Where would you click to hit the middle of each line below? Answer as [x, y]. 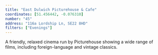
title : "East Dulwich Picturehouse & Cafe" [51, 10]
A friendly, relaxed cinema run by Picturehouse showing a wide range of [79, 42]
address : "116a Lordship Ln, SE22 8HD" [47, 23]
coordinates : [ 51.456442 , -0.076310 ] [44, 14]
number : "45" [19, 19]
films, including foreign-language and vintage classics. [61, 47]
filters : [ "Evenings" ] [29, 28]
